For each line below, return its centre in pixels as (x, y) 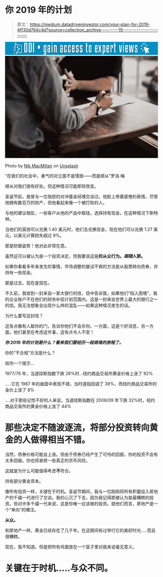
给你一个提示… (20, 363)
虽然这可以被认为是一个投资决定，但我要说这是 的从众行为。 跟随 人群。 (75, 256)
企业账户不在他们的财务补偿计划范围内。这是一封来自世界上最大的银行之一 (83, 299)
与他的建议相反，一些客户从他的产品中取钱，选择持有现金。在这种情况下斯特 (81, 213)
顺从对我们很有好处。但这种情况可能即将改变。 (52, 186)
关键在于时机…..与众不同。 (59, 568)
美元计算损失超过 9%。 (41, 235)
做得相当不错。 (61, 440)
